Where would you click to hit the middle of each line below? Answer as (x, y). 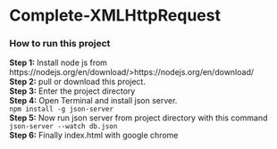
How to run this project (60, 44)
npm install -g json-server (62, 109)
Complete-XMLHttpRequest (115, 16)
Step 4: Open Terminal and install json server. (93, 101)
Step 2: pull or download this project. (77, 82)
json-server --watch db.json (63, 127)
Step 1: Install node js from (58, 62)
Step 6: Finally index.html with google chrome (94, 136)
